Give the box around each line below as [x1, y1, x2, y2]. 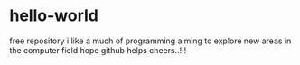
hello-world [9, 5, 99, 26]
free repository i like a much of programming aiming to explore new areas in [9, 35, 292, 46]
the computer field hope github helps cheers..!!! [9, 44, 187, 55]
